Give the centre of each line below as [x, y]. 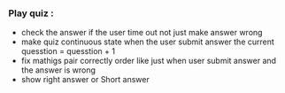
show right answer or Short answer [85, 80]
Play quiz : [31, 13]
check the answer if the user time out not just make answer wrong [142, 33]
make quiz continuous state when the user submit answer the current [148, 42]
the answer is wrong [58, 70]
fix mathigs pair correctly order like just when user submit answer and [148, 61]
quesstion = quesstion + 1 [68, 51]
